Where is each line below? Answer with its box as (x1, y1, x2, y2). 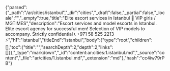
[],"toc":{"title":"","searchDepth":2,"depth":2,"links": (5, 44, 114, 50)
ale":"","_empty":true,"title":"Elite (5, 15, 74, 21)
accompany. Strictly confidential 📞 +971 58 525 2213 (5, 31, 115, 37)
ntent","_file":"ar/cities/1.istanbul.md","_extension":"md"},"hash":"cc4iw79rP (5, 55, 165, 61)
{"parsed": (5, 5, 28, 10)
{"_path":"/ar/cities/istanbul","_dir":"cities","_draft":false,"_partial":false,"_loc (5, 10, 165, 16)
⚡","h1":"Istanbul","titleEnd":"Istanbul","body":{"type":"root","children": (5, 37, 153, 43)
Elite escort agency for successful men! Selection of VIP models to (5, 26, 145, 32)
